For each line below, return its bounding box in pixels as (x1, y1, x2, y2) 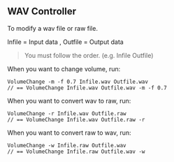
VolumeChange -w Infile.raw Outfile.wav (7, 142, 127, 149)
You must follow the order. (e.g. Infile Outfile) (24, 51, 154, 59)
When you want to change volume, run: (7, 64, 121, 73)
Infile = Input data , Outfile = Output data (7, 38, 124, 46)
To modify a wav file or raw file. (7, 24, 98, 32)
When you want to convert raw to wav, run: (7, 128, 131, 137)
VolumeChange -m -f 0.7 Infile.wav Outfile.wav (7, 78, 149, 85)
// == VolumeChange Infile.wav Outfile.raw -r (7, 116, 145, 123)
